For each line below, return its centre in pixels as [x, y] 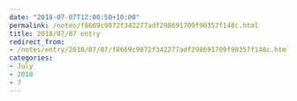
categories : [31, 58]
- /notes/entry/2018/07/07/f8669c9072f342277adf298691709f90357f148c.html [150, 50]
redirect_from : [37, 42]
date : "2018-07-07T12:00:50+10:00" [75, 17]
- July [21, 67]
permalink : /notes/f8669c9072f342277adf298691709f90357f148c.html [134, 25]
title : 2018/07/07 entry [55, 33]
